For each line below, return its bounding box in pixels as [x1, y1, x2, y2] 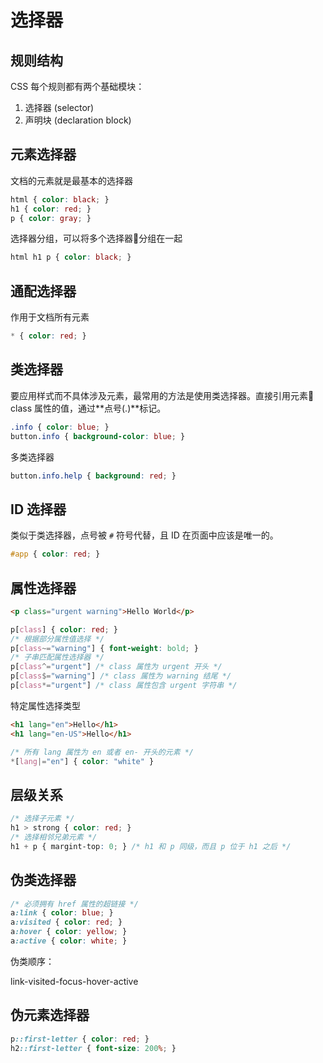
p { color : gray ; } [10, 213, 92, 223]
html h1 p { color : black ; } [10, 252, 132, 263]
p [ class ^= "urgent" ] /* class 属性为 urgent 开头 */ [10, 662, 223, 672]
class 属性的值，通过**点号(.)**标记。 [10, 402, 167, 414]
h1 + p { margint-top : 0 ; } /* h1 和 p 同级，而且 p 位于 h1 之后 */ [10, 841, 292, 851]
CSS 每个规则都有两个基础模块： [10, 81, 145, 92]
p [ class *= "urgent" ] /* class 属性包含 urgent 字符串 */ [10, 681, 238, 691]
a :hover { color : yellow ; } [10, 927, 128, 937]
